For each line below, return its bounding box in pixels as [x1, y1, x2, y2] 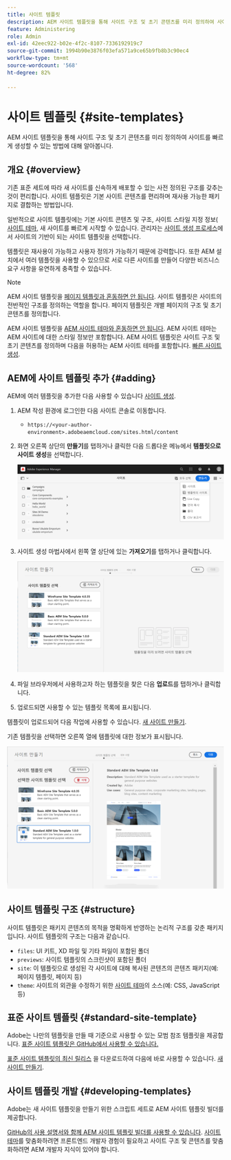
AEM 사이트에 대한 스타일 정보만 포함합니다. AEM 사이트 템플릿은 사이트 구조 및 [7, 333, 221, 341]
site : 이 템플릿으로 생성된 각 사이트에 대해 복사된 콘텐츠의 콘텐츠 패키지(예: [16, 964, 219, 972]
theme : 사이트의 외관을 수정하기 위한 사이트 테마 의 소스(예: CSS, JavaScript [16, 981, 220, 989]
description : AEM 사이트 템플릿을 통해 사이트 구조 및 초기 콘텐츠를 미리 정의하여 [7, 18, 214, 25]
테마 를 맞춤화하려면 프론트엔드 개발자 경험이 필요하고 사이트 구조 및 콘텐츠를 [7, 1137, 211, 1145]
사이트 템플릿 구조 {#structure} [7, 904, 135, 915]
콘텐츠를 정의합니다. [7, 310, 60, 318]
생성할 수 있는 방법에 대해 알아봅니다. [14, 142, 113, 150]
